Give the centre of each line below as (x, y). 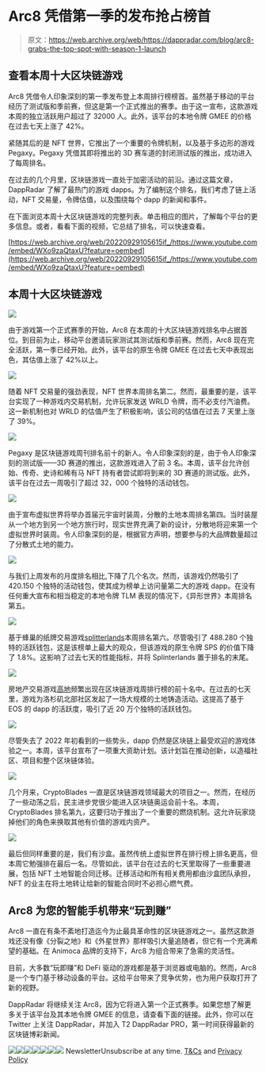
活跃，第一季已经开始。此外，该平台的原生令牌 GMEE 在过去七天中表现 (131, 349)
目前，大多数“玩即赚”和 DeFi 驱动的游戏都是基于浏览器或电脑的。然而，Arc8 (133, 968)
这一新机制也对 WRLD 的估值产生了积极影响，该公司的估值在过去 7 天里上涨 (132, 411)
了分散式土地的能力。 (43, 544)
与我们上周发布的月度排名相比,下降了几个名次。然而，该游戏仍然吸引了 (124, 575)
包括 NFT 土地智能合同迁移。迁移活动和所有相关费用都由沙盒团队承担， (138, 873)
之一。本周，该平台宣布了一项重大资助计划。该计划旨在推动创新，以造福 (133, 750)
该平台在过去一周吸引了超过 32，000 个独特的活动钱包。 (101, 482)
